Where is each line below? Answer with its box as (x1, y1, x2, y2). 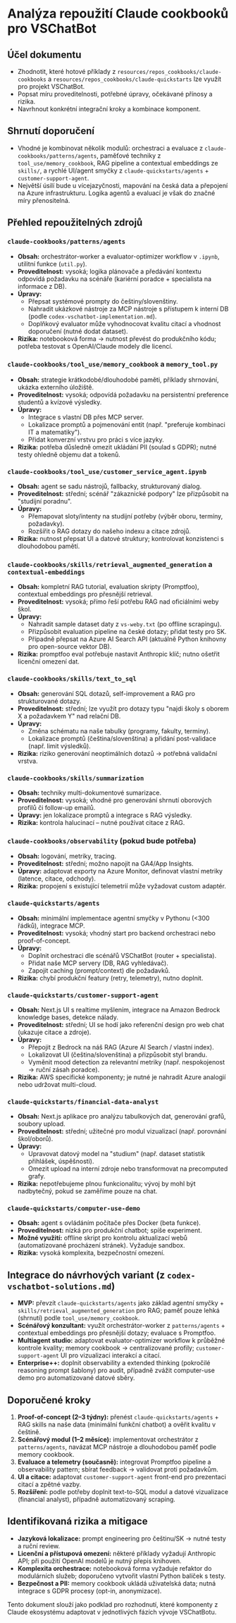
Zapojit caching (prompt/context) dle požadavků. (27, 966, 170, 974)
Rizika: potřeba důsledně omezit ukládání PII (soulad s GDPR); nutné (17, 442, 217, 451)
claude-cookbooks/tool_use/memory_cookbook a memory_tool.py (7, 359, 218, 369)
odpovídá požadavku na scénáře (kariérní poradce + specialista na (17, 274, 212, 283)
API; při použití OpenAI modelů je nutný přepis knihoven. (17, 1556, 182, 1565)
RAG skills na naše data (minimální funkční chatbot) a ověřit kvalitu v (17, 1420, 216, 1429)
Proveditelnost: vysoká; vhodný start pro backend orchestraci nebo (17, 928, 216, 937)
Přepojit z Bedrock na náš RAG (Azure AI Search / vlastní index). (27, 1043, 214, 1051)
